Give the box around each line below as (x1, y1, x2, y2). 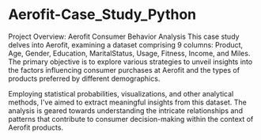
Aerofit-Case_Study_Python (8, 6, 197, 24)
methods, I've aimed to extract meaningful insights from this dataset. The (8, 97, 247, 107)
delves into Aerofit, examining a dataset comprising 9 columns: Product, (8, 40, 244, 49)
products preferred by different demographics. (8, 74, 161, 83)
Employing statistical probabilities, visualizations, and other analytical (8, 89, 234, 98)
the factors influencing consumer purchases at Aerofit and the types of (8, 65, 240, 74)
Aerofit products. (8, 123, 64, 132)
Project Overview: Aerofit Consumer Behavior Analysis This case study (8, 32, 240, 41)
